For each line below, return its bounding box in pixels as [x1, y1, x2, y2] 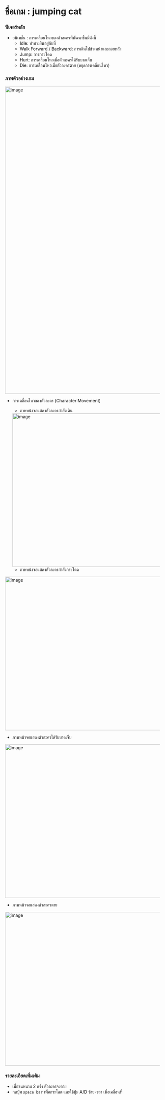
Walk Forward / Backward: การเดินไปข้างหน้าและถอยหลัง [19, 46, 122, 52]
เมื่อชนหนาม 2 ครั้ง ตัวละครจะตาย [12, 1083, 67, 1089]
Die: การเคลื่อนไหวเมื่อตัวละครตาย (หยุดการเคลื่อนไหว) [19, 62, 110, 68]
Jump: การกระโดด [19, 52, 52, 57]
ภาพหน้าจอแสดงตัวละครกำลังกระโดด [19, 566, 79, 572]
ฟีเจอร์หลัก [5, 24, 26, 30]
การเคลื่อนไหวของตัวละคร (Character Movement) [12, 397, 101, 403]
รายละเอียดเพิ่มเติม [5, 1072, 40, 1079]
